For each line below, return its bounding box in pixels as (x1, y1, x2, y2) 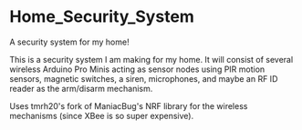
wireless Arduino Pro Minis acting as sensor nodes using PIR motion (9, 64, 266, 75)
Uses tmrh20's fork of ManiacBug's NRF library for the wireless (9, 100, 248, 111)
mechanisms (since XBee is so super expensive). (9, 110, 194, 121)
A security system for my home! (9, 36, 130, 47)
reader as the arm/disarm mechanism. (9, 83, 153, 94)
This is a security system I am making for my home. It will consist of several (9, 54, 294, 65)
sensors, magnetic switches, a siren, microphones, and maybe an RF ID (9, 73, 278, 84)
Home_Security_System (9, 6, 194, 27)
